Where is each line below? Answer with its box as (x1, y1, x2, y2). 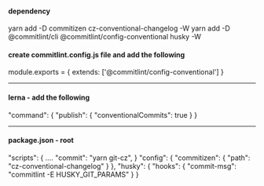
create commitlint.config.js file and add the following (8, 49, 185, 59)
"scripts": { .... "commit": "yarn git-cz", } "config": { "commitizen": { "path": (8, 153, 251, 162)
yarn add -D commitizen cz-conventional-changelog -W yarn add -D (8, 24, 230, 33)
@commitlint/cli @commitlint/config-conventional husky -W (8, 32, 202, 42)
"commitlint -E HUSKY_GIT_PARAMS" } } (8, 170, 139, 179)
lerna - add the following (8, 93, 90, 102)
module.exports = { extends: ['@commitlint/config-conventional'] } (8, 67, 224, 77)
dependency (8, 6, 51, 16)
